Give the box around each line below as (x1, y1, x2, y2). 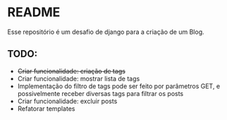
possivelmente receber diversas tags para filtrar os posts (17, 89, 184, 97)
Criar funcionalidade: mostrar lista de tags (17, 74, 140, 83)
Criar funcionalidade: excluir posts (17, 97, 118, 105)
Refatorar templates (17, 104, 75, 113)
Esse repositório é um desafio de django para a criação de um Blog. (7, 28, 204, 36)
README (7, 4, 61, 20)
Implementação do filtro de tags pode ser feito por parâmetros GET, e (17, 82, 221, 90)
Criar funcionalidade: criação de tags (17, 66, 125, 75)
